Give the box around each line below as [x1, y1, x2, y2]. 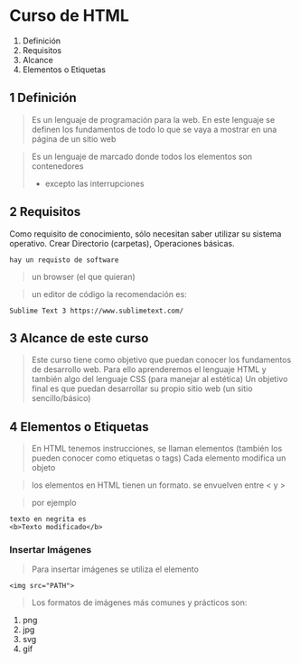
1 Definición [9, 90, 77, 106]
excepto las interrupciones [44, 178, 145, 189]
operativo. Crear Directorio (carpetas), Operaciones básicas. [9, 238, 235, 248]
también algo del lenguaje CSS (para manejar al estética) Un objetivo [31, 374, 288, 385]
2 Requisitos [9, 204, 81, 219]
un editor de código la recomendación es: [31, 288, 187, 299]
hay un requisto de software [9, 255, 119, 265]
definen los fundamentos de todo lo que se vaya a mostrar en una [31, 124, 277, 135]
